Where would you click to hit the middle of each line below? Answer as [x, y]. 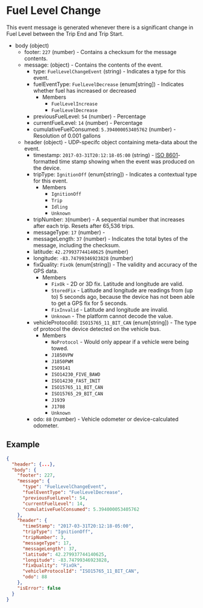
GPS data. [46, 271]
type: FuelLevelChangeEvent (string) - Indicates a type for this [109, 71]
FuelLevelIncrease [75, 104]
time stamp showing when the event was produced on [127, 161]
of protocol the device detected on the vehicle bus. [97, 329]
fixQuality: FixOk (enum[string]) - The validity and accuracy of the [115, 264]
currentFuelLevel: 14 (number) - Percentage [88, 122]
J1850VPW [62, 355]
